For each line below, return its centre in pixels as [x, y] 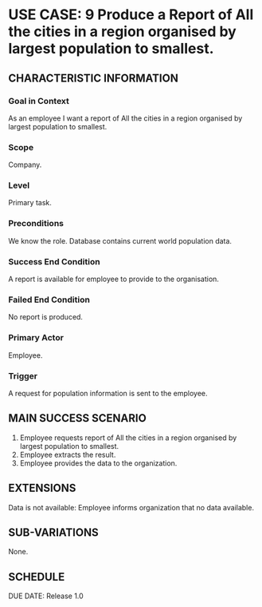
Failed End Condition [49, 300]
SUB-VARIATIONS [53, 532]
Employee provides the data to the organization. [98, 463]
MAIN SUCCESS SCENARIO [78, 418]
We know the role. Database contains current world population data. [120, 240]
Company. [25, 165]
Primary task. [30, 203]
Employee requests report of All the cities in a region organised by [128, 438]
